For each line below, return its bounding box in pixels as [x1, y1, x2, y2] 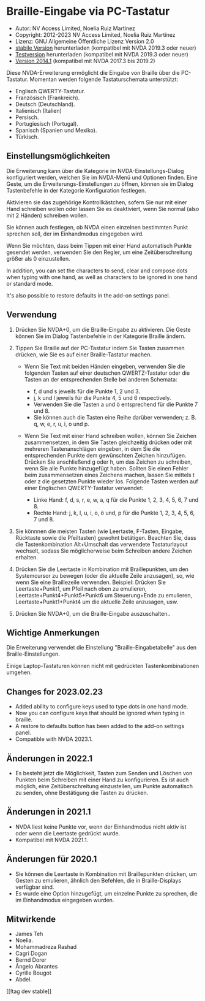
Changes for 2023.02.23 [6, 686, 103, 697]
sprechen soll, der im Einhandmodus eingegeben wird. [6, 230, 144, 237]
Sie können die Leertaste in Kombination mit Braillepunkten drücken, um [15, 870, 197, 878]
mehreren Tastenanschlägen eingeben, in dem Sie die [24, 445, 160, 452]
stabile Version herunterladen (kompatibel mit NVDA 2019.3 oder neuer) [15, 44, 197, 52]
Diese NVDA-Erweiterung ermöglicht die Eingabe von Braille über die [6, 69, 180, 76]
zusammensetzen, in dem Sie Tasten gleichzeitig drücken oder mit [24, 439, 192, 446]
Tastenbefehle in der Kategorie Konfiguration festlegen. [6, 186, 147, 194]
